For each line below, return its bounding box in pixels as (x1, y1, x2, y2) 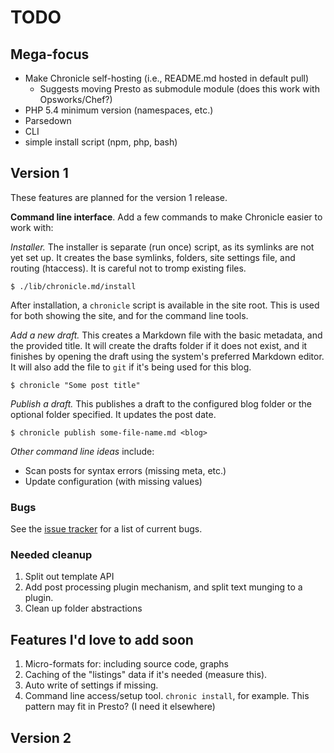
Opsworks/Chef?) (39, 94, 113, 105)
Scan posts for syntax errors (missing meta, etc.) (24, 464, 227, 476)
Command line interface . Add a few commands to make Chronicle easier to (10, 211, 323, 223)
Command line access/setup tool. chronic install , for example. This (24, 690, 310, 702)
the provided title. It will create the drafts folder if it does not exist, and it (10, 339, 308, 351)
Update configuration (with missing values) (24, 475, 203, 487)
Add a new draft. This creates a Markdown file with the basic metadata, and (10, 329, 323, 341)
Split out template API (24, 571, 115, 583)
